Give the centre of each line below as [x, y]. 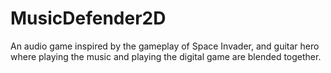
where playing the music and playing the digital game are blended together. [166, 56]
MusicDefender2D [88, 18]
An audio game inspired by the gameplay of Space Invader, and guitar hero [165, 46]
